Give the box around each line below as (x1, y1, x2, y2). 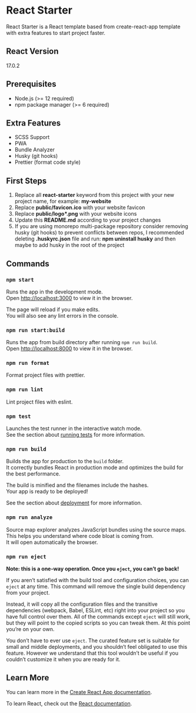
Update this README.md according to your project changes (14, 216, 161, 224)
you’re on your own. (6, 625, 55, 632)
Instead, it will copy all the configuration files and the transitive (6, 600, 158, 608)
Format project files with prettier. (6, 372, 85, 379)
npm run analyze (6, 514, 53, 521)
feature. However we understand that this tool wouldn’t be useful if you (6, 649, 178, 656)
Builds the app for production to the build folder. (6, 458, 124, 465)
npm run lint (6, 387, 44, 393)
